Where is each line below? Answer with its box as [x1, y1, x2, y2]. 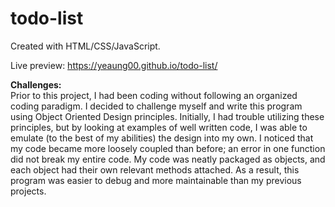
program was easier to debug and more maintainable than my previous [10, 174, 302, 186]
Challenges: [10, 78, 62, 91]
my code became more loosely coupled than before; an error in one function [10, 142, 326, 154]
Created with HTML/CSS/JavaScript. [10, 40, 161, 52]
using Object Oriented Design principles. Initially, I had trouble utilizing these [10, 110, 325, 122]
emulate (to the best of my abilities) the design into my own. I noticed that [10, 132, 314, 144]
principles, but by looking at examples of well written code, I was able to [10, 121, 308, 133]
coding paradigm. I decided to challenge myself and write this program [10, 100, 303, 112]
